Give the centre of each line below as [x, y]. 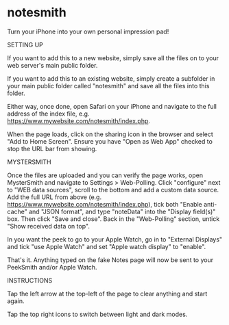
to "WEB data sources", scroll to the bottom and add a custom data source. [113, 190]
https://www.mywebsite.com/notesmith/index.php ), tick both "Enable [105, 204]
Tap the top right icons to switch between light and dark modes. [97, 314]
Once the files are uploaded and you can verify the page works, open [105, 175]
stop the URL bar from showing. [52, 148]
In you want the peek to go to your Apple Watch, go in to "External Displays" [115, 239]
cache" [17, 211]
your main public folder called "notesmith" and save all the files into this [108, 86]
